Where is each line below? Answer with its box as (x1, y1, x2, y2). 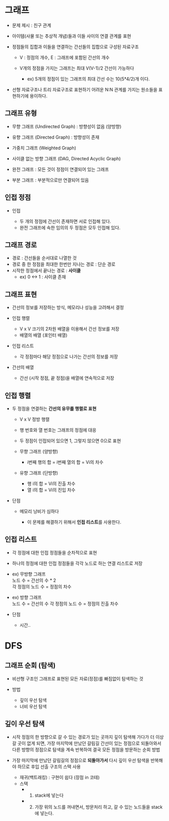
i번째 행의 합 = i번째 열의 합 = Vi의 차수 (27, 459, 104, 465)
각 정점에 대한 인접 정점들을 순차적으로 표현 (12, 549, 97, 555)
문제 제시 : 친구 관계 (12, 22, 51, 28)
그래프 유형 (5, 109, 37, 118)
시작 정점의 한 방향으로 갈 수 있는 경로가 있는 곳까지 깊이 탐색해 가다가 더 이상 (12, 734, 164, 740)
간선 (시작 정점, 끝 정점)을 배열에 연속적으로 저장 (19, 375, 115, 381)
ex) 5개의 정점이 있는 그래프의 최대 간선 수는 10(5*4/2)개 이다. (27, 76, 150, 82)
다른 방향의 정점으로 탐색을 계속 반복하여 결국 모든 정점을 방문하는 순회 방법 (12, 746, 160, 752)
